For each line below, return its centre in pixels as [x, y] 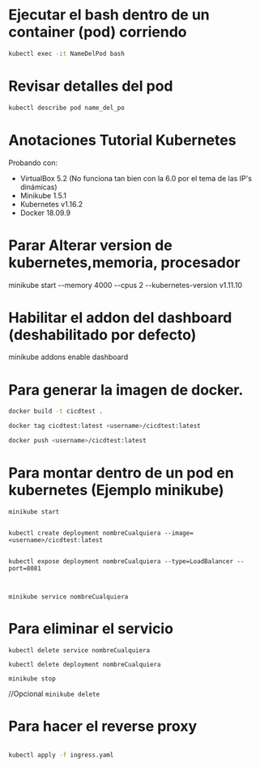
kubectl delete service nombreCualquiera [79, 650]
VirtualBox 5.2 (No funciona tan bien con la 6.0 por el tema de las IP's [136, 178]
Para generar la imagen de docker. [126, 390]
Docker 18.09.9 [45, 213]
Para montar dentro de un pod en [121, 473]
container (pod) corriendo [98, 32]
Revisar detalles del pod [91, 86]
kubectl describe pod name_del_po [67, 108]
